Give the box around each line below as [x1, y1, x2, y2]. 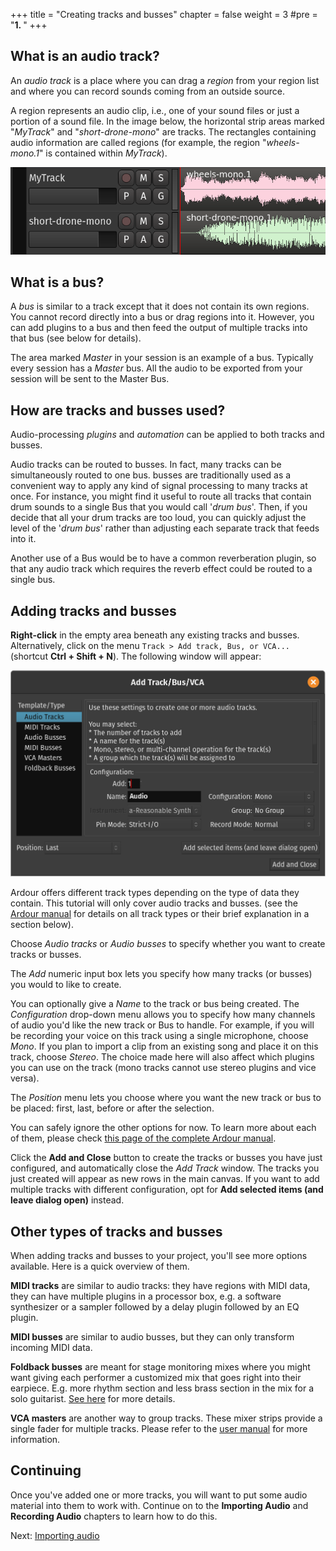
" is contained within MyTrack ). [38, 147, 168, 159]
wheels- [266, 136, 300, 148]
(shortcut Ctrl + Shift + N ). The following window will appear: [10, 650, 262, 662]
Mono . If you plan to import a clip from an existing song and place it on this [10, 1040, 319, 1053]
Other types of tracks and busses [10, 1223, 223, 1240]
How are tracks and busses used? [10, 402, 226, 419]
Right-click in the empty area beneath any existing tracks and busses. [10, 629, 300, 641]
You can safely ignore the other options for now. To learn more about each [10, 1122, 317, 1134]
